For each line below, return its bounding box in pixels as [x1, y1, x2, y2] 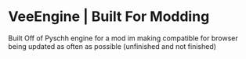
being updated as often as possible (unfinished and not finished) [8, 41, 217, 50]
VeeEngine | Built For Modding [8, 8, 210, 26]
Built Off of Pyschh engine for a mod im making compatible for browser [8, 33, 238, 43]
